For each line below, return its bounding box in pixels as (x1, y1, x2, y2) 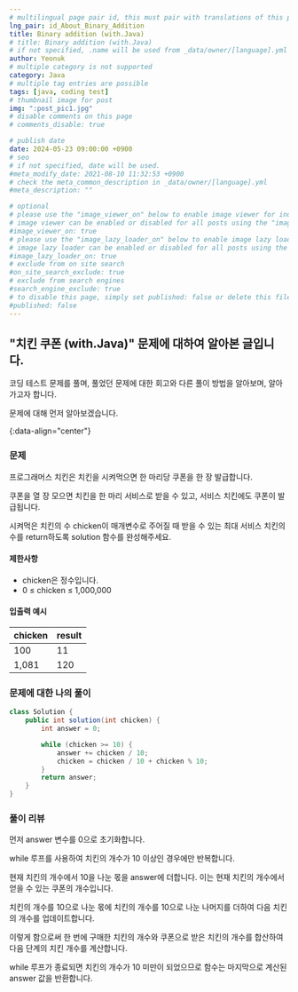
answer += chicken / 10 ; (56, 748, 149, 758)
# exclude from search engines (9, 276, 125, 285)
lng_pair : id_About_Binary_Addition (9, 21, 145, 30)
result (56, 630, 82, 642)
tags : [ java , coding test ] (9, 87, 109, 96)
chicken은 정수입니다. (21, 575, 99, 585)
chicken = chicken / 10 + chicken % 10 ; (56, 757, 208, 766)
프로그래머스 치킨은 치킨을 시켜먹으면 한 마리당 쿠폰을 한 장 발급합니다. (9, 472, 253, 482)
